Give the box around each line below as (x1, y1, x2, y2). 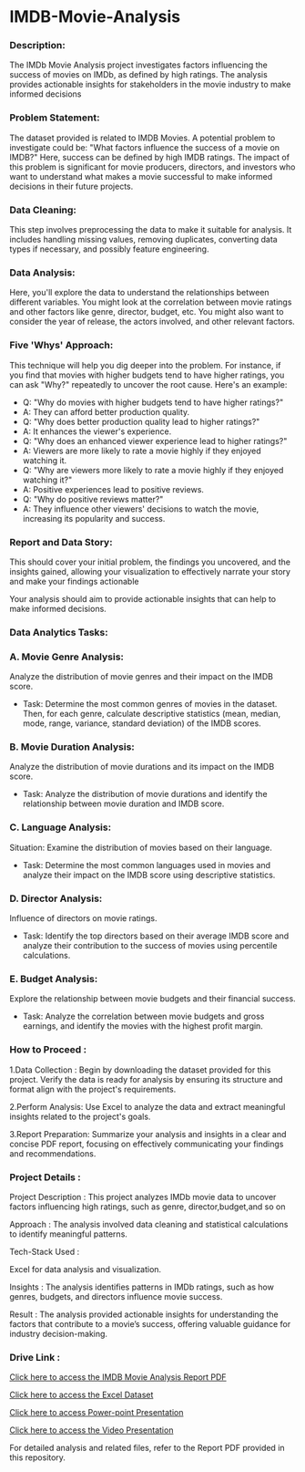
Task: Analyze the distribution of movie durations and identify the (22, 789, 268, 800)
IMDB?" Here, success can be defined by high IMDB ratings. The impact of (9, 151, 290, 162)
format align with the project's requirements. (9, 1083, 177, 1094)
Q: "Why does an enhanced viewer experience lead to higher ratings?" (22, 435, 288, 446)
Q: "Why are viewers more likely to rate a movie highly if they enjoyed (22, 464, 284, 475)
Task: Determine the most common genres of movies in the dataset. (22, 699, 278, 710)
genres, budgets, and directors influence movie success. (9, 1291, 223, 1301)
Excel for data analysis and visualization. (9, 1263, 162, 1274)
